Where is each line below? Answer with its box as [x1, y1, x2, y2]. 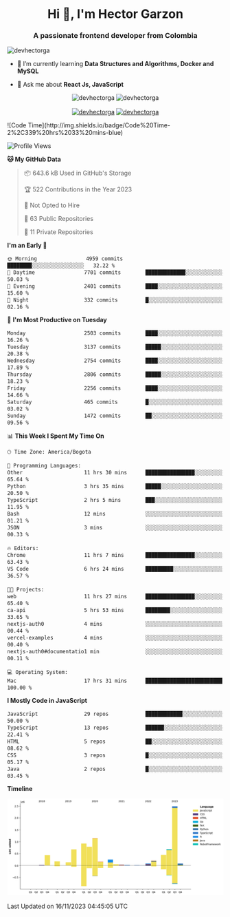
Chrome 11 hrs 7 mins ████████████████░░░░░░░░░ [7, 552, 223, 559]
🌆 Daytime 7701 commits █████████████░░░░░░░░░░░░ [7, 269, 223, 276]
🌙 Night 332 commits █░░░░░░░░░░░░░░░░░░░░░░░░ [7, 297, 223, 304]
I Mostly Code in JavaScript [7, 697, 88, 705]
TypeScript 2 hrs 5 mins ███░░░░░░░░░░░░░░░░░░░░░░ [7, 497, 223, 504]
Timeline [7, 785, 33, 793]
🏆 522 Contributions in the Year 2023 [23, 185, 133, 193]
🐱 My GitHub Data [7, 155, 62, 164]
